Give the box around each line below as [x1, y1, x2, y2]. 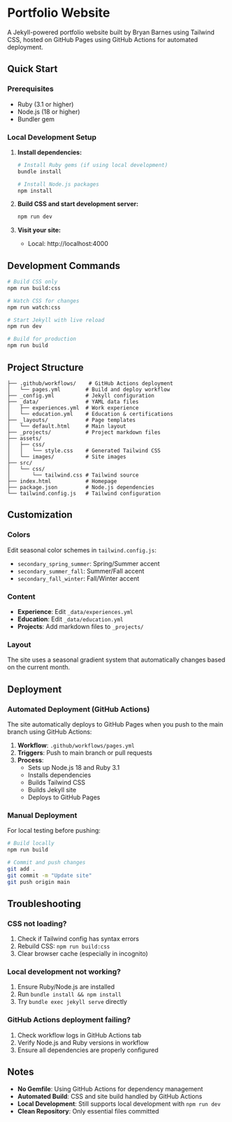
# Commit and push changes [7, 859, 86, 866]
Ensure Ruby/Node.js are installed [17, 983, 115, 991]
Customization [7, 509, 73, 521]
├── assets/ [7, 435, 42, 442]
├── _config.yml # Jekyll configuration [7, 392, 155, 399]
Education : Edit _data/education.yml [17, 615, 124, 623]
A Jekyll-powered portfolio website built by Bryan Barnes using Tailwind [7, 28, 215, 36]
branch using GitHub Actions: [7, 727, 92, 736]
